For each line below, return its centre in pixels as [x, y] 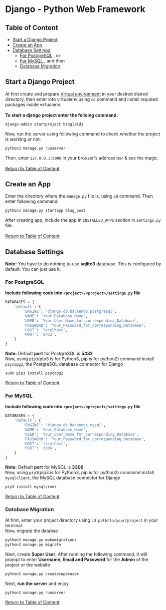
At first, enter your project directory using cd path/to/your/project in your [82, 520]
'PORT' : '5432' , [40, 335]
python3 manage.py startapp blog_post [45, 211]
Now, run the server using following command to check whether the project [83, 134]
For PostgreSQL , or [40, 55]
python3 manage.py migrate [33, 545]
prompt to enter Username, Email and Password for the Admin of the [77, 559]
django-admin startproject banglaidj [44, 124]
